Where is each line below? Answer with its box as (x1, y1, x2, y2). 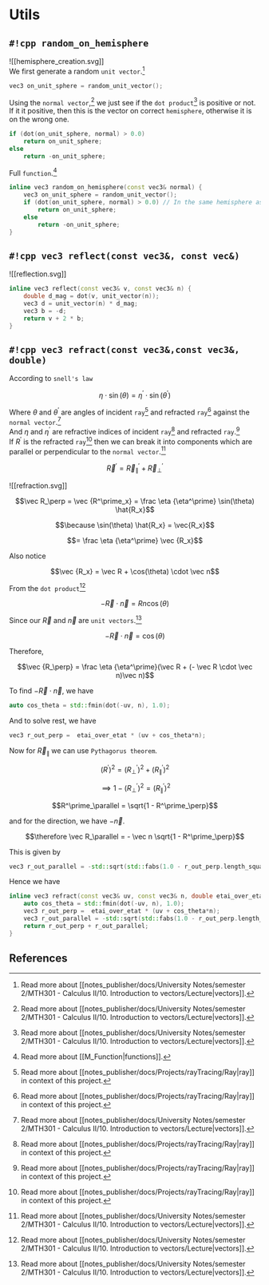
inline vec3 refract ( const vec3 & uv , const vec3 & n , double (9, 892, 214, 900)
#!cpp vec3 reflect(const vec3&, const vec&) (9, 250, 240, 261)
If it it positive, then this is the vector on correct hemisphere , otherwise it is (9, 106, 252, 116)
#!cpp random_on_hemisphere (9, 38, 149, 49)
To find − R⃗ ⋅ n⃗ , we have (9, 686, 94, 696)
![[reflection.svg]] (9, 269, 67, 279)
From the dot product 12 (9, 581, 86, 593)
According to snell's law (9, 374, 93, 383)
